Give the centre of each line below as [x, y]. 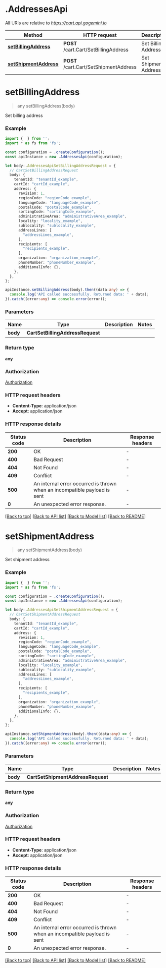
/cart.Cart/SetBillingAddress [96, 50]
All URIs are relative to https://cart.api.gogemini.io [56, 23]
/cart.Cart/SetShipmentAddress [100, 67]
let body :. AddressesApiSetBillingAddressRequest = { [61, 166]
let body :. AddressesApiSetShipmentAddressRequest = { [62, 610]
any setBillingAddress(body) [46, 106]
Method [33, 35]
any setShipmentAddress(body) [50, 550]
